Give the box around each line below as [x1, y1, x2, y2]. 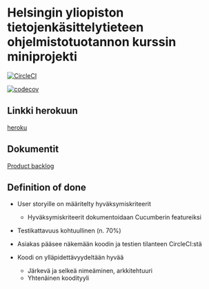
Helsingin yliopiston [7, 5, 124, 21]
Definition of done [7, 181, 86, 193]
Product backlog [7, 161, 54, 170]
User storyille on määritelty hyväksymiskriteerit [17, 200, 152, 208]
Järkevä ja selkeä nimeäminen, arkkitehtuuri [27, 267, 153, 275]
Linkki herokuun [7, 105, 78, 117]
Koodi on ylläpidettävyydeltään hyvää [17, 253, 124, 261]
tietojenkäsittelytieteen [7, 19, 144, 35]
